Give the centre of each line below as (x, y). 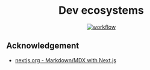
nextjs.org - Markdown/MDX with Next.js (65, 60)
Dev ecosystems (101, 10)
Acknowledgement (43, 46)
